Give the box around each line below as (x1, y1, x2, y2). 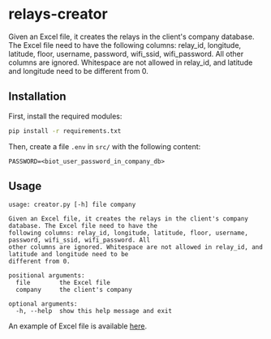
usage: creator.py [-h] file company (8, 200, 136, 209)
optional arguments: (8, 300, 79, 308)
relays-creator (8, 5, 108, 24)
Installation (8, 90, 67, 104)
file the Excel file (15, 279, 111, 287)
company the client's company (15, 285, 132, 294)
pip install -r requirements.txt (8, 127, 122, 135)
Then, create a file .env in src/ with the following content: (8, 141, 201, 151)
